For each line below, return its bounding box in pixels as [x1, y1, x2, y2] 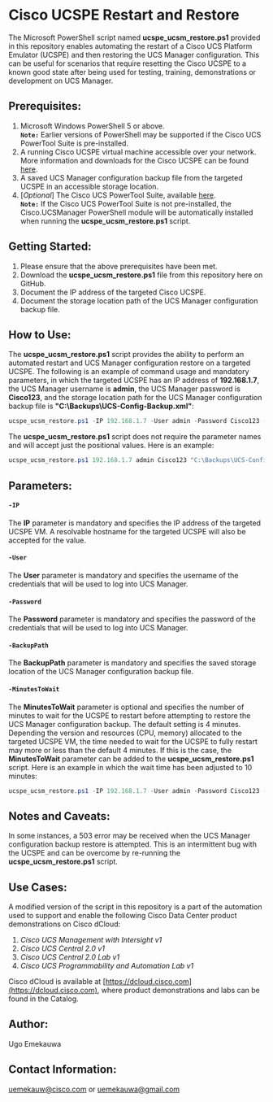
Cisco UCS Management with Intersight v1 [19, 935, 162, 945]
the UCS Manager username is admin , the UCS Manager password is [8, 384, 241, 394]
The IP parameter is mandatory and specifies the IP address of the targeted [8, 518, 262, 528]
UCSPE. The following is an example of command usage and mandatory [8, 367, 249, 377]
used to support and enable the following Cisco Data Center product [8, 911, 237, 921]
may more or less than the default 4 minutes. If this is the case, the [8, 745, 232, 755]
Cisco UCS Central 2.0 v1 [19, 943, 106, 953]
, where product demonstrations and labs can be [97, 986, 260, 995]
